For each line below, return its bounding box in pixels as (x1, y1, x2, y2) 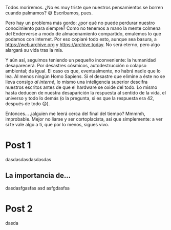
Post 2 (5, 203, 33, 215)
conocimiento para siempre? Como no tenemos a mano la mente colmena (5, 25, 161, 31)
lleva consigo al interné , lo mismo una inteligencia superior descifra (5, 79, 148, 85)
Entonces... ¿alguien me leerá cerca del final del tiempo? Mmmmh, (5, 110, 146, 117)
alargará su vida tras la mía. (5, 47, 63, 53)
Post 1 (5, 140, 31, 151)
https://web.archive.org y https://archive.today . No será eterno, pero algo (5, 42, 160, 48)
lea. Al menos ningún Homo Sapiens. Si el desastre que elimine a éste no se (5, 73, 165, 79)
